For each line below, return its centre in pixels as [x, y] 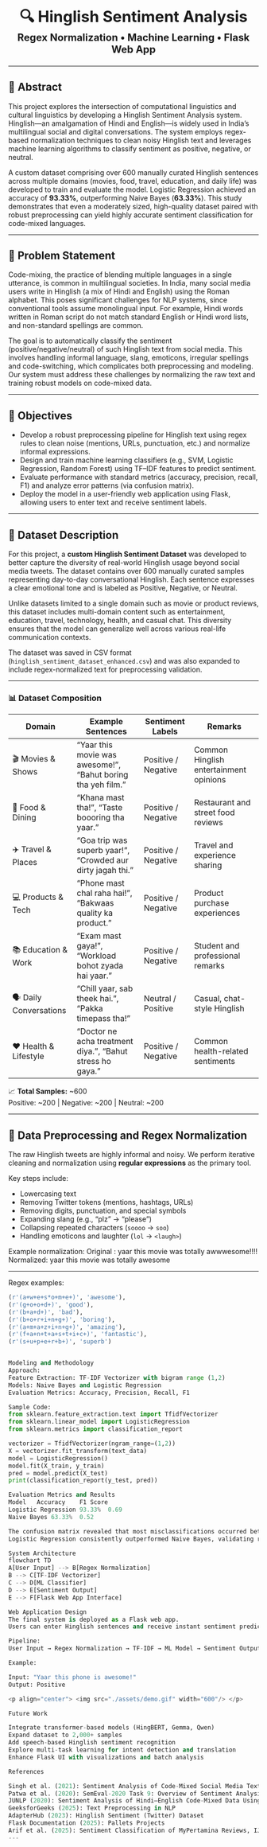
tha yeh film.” [101, 785]
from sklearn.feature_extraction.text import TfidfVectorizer [113, 1414]
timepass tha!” [104, 1019]
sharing [208, 865]
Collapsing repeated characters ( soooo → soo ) [94, 1228]
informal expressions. [55, 452]
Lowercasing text [48, 1194]
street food [214, 812]
